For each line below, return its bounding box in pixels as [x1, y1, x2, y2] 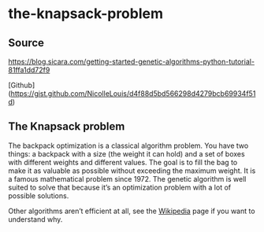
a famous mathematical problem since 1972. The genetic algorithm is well [8, 174, 247, 183]
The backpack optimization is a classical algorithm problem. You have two [8, 141, 249, 150]
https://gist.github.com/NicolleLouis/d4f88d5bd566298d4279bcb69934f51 [10, 89, 256, 98]
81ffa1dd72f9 [8, 65, 50, 75]
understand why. [8, 214, 63, 224]
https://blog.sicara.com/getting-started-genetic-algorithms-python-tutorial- [8, 57, 255, 66]
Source [8, 36, 45, 50]
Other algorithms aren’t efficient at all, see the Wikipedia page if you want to [8, 206, 255, 215]
